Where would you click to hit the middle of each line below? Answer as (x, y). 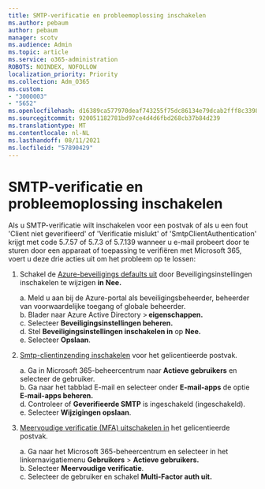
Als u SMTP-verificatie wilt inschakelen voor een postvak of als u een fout (128, 225)
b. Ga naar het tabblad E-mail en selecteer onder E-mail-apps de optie (134, 387)
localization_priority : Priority (63, 74)
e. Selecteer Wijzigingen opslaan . (75, 412)
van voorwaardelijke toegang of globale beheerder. (103, 307)
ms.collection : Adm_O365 (49, 81)
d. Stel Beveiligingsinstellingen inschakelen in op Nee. (110, 332)
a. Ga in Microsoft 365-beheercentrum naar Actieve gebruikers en (128, 371)
